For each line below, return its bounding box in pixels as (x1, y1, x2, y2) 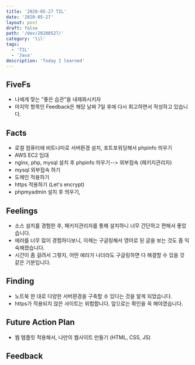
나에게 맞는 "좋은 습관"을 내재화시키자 (14, 96, 101, 103)
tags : (6, 42, 19, 48)
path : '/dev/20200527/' (6, 31, 64, 36)
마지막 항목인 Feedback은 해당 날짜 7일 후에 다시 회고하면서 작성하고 (14, 103, 173, 110)
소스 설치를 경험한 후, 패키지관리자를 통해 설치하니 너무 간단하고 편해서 (14, 222, 176, 229)
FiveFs (6, 79, 31, 89)
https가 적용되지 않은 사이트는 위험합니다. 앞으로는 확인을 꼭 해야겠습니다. (14, 300, 183, 307)
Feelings (6, 206, 38, 216)
